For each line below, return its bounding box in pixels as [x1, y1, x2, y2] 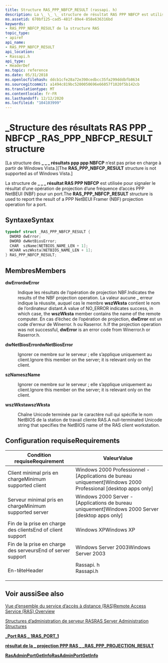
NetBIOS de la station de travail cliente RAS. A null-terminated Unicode [17, 417, 162, 423]
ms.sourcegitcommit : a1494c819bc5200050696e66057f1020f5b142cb [5, 82, 140, 87]
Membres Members [5, 266, 66, 275]
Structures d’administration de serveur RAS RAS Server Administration [5, 618, 149, 624]
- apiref [5, 36, 23, 41]
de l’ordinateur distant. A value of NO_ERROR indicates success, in [17, 305, 153, 311]
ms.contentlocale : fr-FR [5, 91, 57, 96]
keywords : [5, 21, 26, 27]
